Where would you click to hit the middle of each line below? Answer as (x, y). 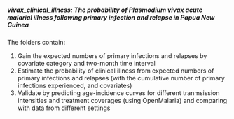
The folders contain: (36, 42)
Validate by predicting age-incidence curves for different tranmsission (118, 93)
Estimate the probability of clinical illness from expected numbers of (116, 71)
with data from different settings (64, 108)
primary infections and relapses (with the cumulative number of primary (121, 78)
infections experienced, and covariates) (75, 85)
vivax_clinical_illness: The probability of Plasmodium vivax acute (105, 10)
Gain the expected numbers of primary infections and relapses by (112, 55)
